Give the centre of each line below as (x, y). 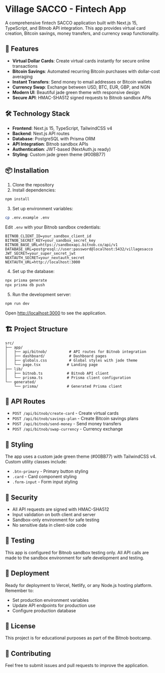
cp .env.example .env (27, 218)
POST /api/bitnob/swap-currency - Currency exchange (67, 429)
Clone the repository (33, 185)
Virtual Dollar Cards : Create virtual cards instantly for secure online (81, 61)
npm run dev (17, 303)
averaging (22, 76)
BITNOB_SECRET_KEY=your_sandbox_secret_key (50, 241)
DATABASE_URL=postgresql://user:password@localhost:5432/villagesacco (79, 249)
